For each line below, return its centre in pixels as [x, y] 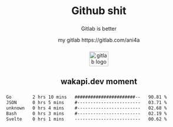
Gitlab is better [99, 29]
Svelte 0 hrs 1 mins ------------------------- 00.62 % [86, 119]
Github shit [99, 11]
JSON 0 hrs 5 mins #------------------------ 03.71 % [86, 103]
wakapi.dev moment [99, 81]
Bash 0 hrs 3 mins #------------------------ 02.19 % [86, 113]
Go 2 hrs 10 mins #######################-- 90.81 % [86, 97]
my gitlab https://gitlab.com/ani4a [99, 40]
